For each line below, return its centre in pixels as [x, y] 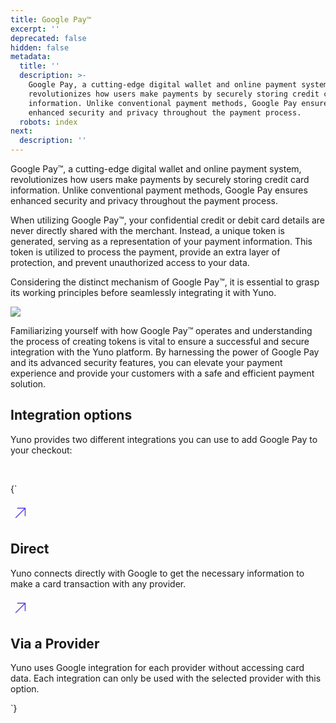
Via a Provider [55, 644]
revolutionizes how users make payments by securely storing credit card [160, 179]
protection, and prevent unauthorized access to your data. [130, 262]
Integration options [71, 415]
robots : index [48, 122]
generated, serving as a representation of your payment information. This [161, 241]
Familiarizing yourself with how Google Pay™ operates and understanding [161, 330]
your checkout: [41, 450]
